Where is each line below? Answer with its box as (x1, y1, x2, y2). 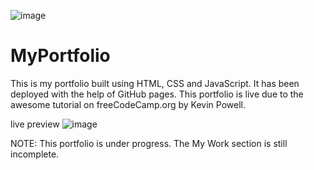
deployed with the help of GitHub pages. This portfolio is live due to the (10, 88, 304, 100)
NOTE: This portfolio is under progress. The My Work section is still (10, 137, 288, 149)
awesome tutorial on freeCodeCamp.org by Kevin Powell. (10, 98, 246, 110)
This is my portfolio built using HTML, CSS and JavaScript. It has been (10, 77, 300, 89)
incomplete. (10, 148, 60, 160)
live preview (10, 118, 60, 130)
